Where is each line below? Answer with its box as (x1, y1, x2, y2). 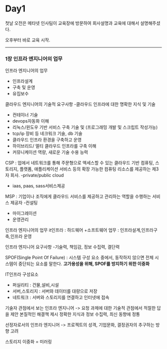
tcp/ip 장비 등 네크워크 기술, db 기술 (12, 131, 83, 137)
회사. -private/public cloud (10, 173, 64, 178)
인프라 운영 (10, 233, 32, 239)
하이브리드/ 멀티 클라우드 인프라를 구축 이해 (12, 143, 97, 149)
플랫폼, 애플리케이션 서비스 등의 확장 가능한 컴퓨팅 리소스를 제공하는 (19, 166, 151, 172)
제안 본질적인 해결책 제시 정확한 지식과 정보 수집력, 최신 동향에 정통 (10, 311, 140, 317)
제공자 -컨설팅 (10, 200, 38, 206)
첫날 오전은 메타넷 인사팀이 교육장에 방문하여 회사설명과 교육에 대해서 (5, 20, 139, 26)
